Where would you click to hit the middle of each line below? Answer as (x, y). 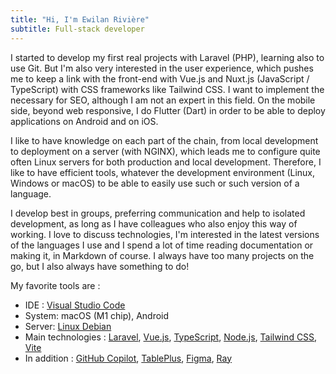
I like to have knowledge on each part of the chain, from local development (164, 140)
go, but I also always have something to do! (100, 266)
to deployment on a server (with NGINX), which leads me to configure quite (165, 151)
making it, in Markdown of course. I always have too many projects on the (162, 255)
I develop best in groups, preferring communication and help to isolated (158, 213)
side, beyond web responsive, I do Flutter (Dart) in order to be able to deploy (168, 110)
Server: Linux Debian (68, 326)
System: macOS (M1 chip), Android (97, 315)
